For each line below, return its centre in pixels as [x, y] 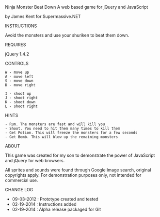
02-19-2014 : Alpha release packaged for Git [56, 209]
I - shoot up [18, 94]
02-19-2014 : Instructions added [44, 204]
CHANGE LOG [19, 190]
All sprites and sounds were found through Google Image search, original [78, 170]
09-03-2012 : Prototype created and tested [55, 199]
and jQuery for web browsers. [35, 160]
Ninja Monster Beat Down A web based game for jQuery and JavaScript [77, 7]
